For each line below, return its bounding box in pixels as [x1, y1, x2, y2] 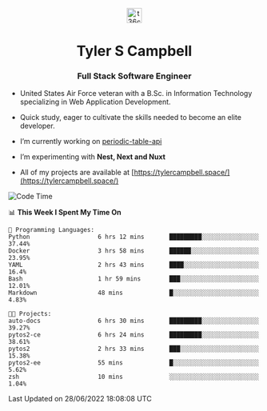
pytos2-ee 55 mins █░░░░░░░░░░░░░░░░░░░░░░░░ [8, 359, 260, 367]
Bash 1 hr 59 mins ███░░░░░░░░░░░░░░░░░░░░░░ [8, 275, 260, 283]
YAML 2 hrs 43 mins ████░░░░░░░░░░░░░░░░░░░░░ [8, 261, 260, 269]
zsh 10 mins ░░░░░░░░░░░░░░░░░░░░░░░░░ [8, 373, 260, 381]
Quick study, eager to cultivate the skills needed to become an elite [19, 113, 242, 122]
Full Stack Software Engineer [77, 70, 192, 82]
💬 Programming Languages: [8, 226, 94, 234]
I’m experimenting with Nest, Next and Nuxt [19, 152, 166, 162]
